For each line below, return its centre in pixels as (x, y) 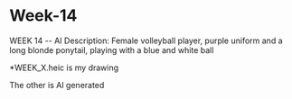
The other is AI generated (57, 85)
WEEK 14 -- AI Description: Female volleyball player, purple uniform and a (146, 40)
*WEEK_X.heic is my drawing (64, 67)
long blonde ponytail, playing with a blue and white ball (112, 49)
